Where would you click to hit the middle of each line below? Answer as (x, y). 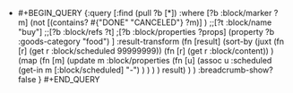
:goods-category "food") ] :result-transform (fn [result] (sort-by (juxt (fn (151, 41)
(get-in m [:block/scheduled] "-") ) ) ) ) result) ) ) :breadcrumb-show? (145, 70)
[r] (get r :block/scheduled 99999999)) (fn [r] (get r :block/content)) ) (146, 51)
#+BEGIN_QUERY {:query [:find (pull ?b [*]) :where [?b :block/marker (145, 13)
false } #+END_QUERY (59, 79)
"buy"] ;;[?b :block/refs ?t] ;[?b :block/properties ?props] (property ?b (146, 32)
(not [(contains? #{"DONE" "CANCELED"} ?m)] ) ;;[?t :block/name (151, 22)
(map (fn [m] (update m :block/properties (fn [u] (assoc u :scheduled (145, 60)
